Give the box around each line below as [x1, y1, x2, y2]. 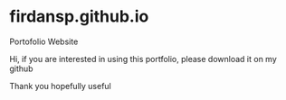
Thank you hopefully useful [9, 80, 111, 91]
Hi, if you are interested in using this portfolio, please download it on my [9, 53, 278, 64]
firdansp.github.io [9, 6, 149, 27]
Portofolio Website [9, 36, 79, 47]
